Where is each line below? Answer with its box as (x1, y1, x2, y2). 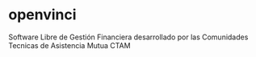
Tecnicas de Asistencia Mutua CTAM (8, 40, 131, 50)
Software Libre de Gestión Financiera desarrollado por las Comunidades (8, 32, 249, 42)
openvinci (8, 6, 77, 24)
